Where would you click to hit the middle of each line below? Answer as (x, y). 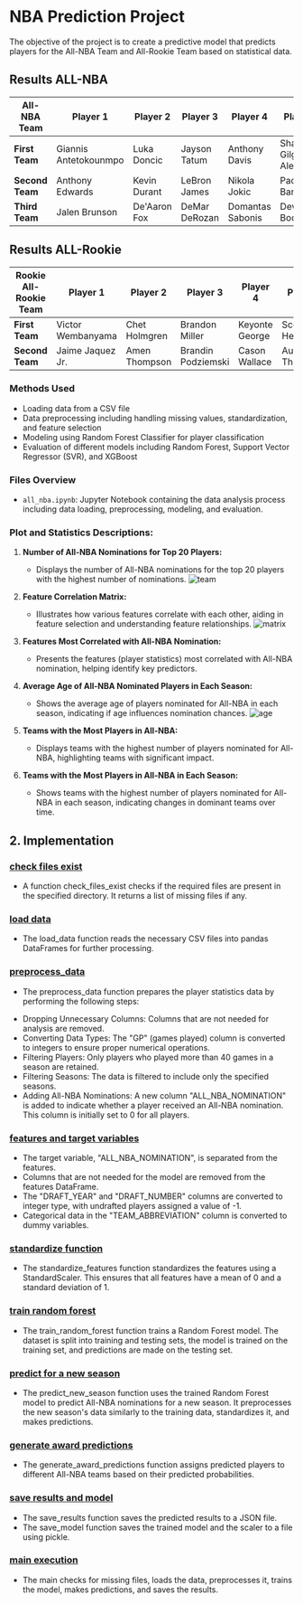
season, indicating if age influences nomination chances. (142, 713)
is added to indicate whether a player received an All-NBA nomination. (153, 1105)
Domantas (250, 206)
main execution (44, 1560)
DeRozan (200, 217)
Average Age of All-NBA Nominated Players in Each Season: (137, 686)
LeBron (196, 180)
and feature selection (62, 428)
